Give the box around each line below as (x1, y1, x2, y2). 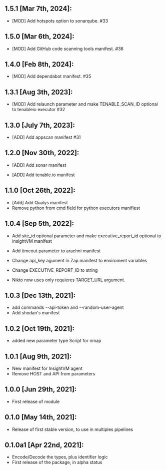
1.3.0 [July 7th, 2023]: (4, 121, 75, 130)
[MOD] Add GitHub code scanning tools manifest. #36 (11, 46, 123, 52)
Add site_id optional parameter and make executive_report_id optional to (11, 233, 161, 239)
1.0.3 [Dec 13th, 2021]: (4, 291, 76, 300)
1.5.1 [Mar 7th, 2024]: (4, 5, 72, 13)
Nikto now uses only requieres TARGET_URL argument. (11, 277, 125, 283)
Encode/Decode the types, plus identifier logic (11, 454, 108, 460)
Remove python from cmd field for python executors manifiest (11, 205, 140, 211)
